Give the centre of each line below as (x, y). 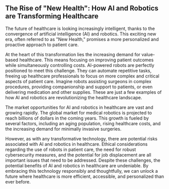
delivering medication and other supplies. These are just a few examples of (83, 92)
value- (148, 54)
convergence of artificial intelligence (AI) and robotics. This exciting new (81, 34)
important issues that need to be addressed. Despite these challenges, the (83, 160)
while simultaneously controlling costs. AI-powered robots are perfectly (80, 65)
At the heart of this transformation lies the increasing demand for (73, 54)
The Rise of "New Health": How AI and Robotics (82, 8)
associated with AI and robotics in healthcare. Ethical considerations (76, 144)
